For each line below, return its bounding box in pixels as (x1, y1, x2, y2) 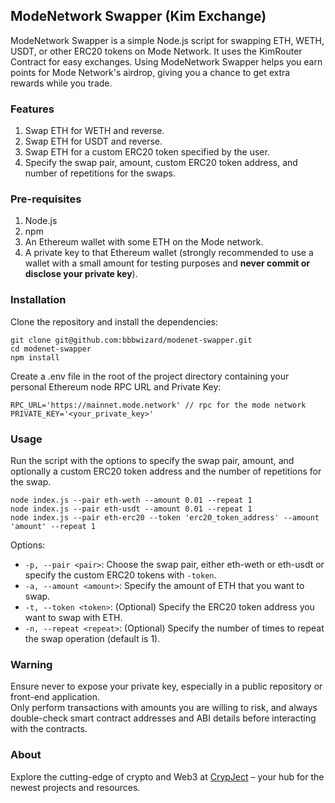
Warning (10, 657, 53, 671)
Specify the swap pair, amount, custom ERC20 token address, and (24, 157, 298, 169)
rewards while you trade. (10, 77, 113, 89)
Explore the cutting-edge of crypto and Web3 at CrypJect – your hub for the (10, 770, 325, 783)
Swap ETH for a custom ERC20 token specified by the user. (24, 146, 270, 158)
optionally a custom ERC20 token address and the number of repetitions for (10, 465, 322, 477)
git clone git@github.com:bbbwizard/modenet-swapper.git (10, 335, 253, 345)
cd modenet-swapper (10, 344, 92, 354)
